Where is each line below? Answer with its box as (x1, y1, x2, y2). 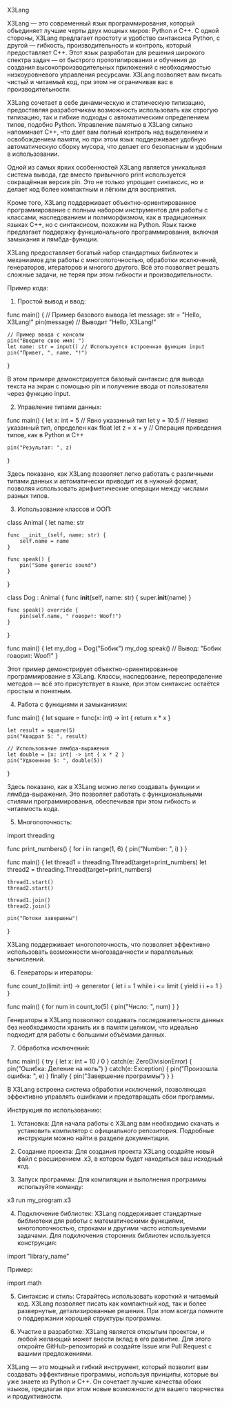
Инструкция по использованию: (7, 1106, 102, 1114)
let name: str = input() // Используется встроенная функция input (7, 343, 205, 350)
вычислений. (7, 955, 46, 963)
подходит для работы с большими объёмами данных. (7, 1030, 167, 1039)
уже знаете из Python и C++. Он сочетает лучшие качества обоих (7, 1377, 202, 1386)
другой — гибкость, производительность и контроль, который (7, 41, 192, 49)
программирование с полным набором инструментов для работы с (7, 206, 208, 214)
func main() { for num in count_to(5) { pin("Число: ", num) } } (7, 1003, 179, 1010)
